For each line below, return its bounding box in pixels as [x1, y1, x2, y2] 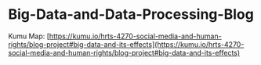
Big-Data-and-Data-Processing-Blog [8, 5, 255, 23]
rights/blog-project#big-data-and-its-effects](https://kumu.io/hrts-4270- [8, 39, 245, 49]
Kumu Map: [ [8, 31, 49, 41]
